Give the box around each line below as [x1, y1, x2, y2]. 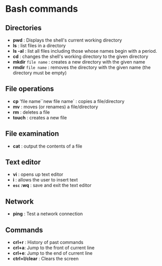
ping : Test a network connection [12, 211, 83, 217]
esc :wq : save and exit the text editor [12, 182, 92, 189]
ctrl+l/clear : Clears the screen [12, 256, 79, 262]
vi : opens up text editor [12, 171, 64, 177]
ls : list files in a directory [12, 43, 66, 49]
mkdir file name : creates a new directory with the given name [12, 59, 145, 65]
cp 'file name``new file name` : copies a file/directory [12, 98, 125, 104]
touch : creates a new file [12, 114, 67, 120]
